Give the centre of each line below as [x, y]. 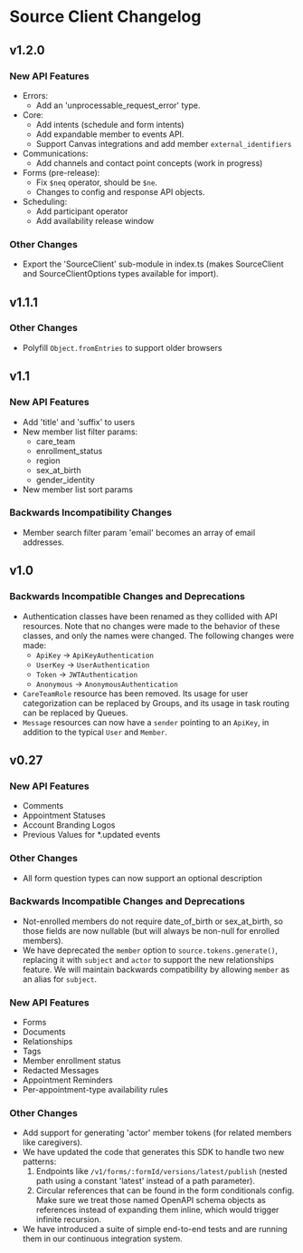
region [48, 461]
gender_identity [65, 480]
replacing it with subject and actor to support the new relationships [148, 959]
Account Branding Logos [69, 825]
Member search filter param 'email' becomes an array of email [139, 532]
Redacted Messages [61, 1071]
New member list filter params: [80, 432]
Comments [43, 806]
